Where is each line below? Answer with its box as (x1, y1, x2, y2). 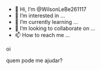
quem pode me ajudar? (6, 57, 63, 64)
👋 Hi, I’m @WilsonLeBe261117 (14, 6, 87, 13)
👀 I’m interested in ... (14, 12, 65, 19)
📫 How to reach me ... (14, 32, 70, 38)
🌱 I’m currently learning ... (14, 19, 78, 25)
